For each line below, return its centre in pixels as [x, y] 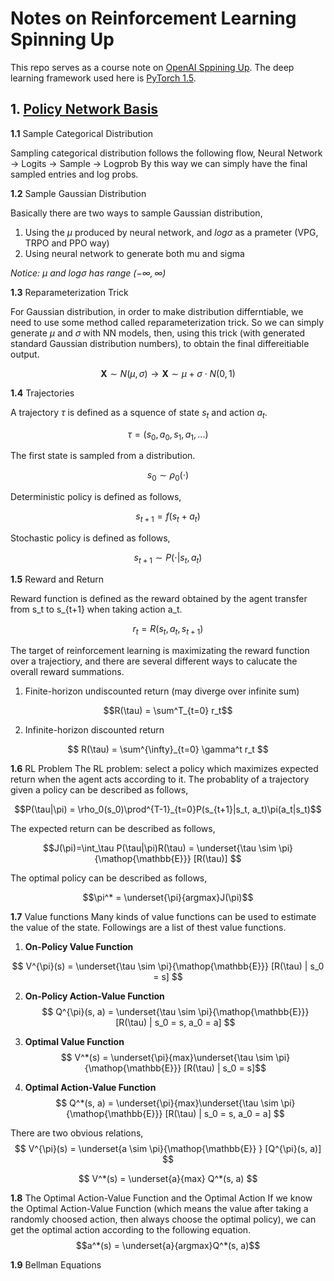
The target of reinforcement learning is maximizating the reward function [160, 650]
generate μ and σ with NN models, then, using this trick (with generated [158, 333]
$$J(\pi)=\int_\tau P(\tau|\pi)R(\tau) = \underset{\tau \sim [159, 848]
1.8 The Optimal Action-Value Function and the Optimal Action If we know [161, 1198]
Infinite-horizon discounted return [94, 729]
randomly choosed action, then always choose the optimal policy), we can [163, 1219]
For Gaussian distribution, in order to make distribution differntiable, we [157, 311]
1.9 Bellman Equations [56, 1264]
